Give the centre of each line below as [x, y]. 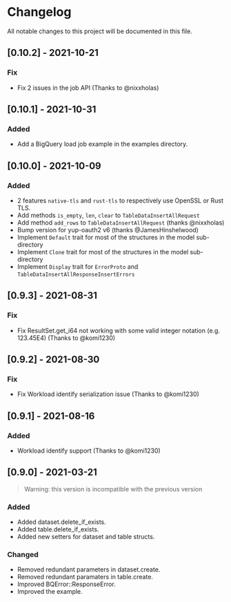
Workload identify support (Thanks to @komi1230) [89, 451]
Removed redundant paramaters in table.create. [85, 577]
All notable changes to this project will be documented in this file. [100, 31]
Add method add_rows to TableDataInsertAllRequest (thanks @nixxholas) [121, 223]
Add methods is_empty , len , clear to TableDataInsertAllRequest [108, 215]
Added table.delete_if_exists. [58, 529]
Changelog [39, 12]
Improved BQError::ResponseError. [66, 584]
